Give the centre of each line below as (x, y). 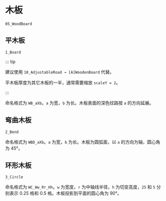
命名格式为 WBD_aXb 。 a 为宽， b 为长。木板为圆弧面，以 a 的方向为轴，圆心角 (83, 142)
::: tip (10, 61)
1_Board (13, 52)
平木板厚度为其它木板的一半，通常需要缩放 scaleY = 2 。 (63, 82)
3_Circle (14, 177)
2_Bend (12, 132)
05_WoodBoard (19, 24)
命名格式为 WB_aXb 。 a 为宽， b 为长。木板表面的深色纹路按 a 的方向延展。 (80, 102)
